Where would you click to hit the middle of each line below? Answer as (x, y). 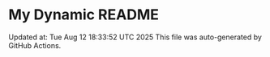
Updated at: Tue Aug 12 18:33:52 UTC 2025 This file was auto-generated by (135, 37)
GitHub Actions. (35, 45)
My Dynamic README (84, 15)
